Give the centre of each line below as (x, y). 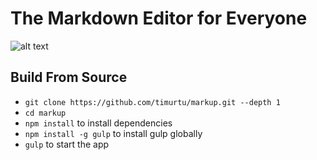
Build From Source (69, 77)
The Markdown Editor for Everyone (159, 18)
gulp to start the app (67, 144)
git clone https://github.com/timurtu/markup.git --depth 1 (152, 102)
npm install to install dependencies (98, 123)
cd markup (45, 113)
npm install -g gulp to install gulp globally (113, 133)
